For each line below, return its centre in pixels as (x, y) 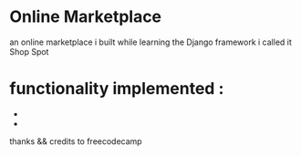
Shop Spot (29, 51)
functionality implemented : (117, 89)
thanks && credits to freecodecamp (76, 141)
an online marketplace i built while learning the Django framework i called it (150, 42)
